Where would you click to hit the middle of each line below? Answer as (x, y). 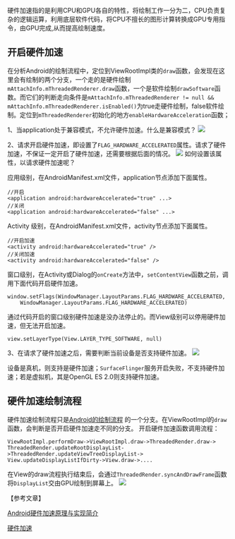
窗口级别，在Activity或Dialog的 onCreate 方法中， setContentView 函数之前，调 (118, 274)
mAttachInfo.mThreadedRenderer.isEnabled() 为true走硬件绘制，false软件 (113, 106)
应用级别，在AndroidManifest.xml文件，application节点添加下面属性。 (109, 177)
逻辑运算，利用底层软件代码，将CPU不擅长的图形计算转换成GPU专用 (119, 19)
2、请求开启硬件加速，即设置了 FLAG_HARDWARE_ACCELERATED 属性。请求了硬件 (117, 145)
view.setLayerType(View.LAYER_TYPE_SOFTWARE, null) (85, 339)
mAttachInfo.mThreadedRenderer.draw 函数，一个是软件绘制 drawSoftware (111, 88)
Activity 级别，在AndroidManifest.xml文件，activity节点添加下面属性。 (109, 226)
